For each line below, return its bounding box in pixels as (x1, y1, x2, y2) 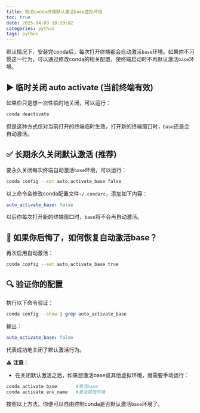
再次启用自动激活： (6, 249, 54, 257)
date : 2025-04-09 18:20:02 (6, 20, 73, 26)
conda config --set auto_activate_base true (6, 261, 119, 268)
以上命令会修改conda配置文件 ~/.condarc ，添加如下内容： (6, 189, 148, 197)
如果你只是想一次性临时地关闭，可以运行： (6, 99, 111, 106)
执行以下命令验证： (6, 299, 54, 306)
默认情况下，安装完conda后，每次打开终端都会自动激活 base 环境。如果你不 (6, 48, 189, 56)
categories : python (6, 25, 55, 32)
